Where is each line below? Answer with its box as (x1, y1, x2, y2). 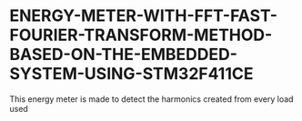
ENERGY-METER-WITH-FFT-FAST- (9, 5, 277, 26)
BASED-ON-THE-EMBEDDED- (9, 45, 238, 65)
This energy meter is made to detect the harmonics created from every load (9, 93, 294, 105)
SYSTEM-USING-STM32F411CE (9, 64, 254, 85)
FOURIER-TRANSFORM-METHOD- (9, 25, 273, 45)
